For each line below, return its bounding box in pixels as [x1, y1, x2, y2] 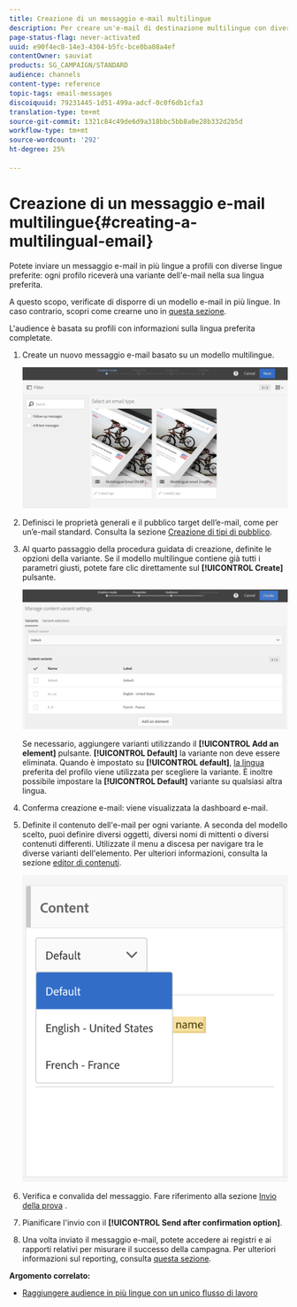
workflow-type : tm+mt [9, 127, 89, 135]
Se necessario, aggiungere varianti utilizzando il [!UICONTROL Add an [21, 739, 279, 750]
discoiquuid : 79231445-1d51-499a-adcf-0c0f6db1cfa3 [9, 98, 203, 107]
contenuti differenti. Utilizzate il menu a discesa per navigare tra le [21, 839, 263, 850]
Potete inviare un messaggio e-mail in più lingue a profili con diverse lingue [9, 260, 283, 271]
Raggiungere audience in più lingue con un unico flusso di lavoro [21, 1288, 258, 1298]
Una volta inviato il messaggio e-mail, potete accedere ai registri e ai [21, 1234, 272, 1245]
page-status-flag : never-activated [9, 33, 141, 42]
